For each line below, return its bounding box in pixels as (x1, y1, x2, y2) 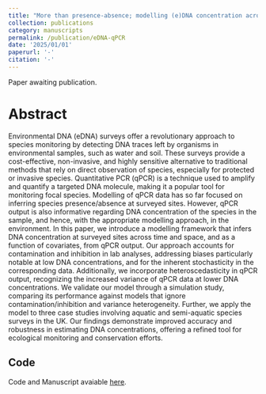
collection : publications (8, 19, 93, 27)
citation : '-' (8, 56, 55, 64)
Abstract (8, 105, 67, 123)
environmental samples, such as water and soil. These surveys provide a (8, 148, 245, 157)
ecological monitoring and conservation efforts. (8, 333, 164, 343)
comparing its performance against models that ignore (8, 290, 186, 301)
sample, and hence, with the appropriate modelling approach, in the (8, 215, 230, 225)
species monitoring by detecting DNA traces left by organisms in (8, 139, 219, 149)
